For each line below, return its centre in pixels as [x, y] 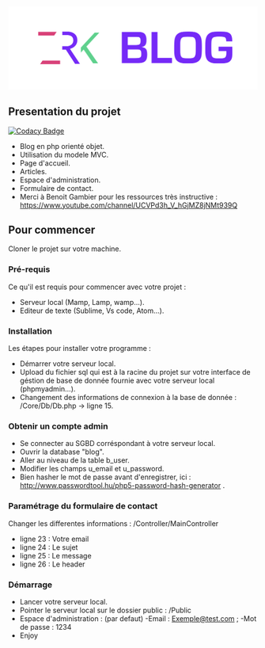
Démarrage [30, 585]
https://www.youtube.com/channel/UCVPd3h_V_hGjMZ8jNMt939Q [129, 205]
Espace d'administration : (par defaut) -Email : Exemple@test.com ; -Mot [138, 618]
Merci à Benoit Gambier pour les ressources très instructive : [119, 196]
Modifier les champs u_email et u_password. [92, 469]
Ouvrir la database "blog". [62, 452]
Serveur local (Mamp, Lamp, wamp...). [82, 302]
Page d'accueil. [45, 163]
